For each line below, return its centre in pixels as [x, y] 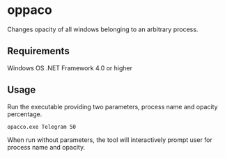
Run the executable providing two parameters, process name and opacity [113, 106]
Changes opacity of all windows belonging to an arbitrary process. [103, 29]
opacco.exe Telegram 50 [42, 127]
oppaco [30, 10]
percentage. [25, 114]
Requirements [38, 51]
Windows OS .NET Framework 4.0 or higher [70, 68]
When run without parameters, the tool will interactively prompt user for [110, 140]
